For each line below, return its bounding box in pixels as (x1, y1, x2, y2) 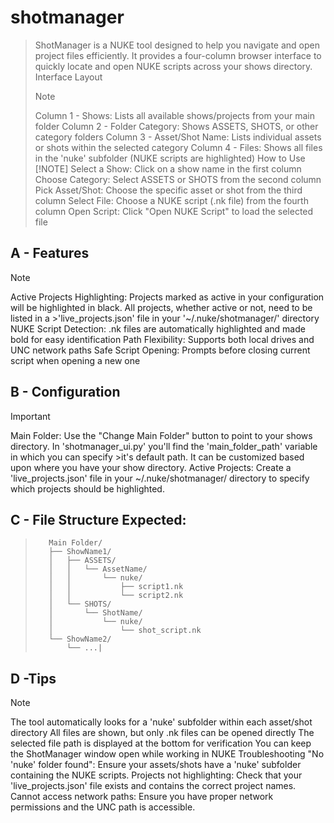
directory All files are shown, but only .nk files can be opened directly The (10, 727, 315, 739)
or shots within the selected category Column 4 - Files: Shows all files (34, 141, 323, 153)
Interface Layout (34, 71, 103, 83)
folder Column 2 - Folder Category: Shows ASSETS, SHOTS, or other (34, 120, 319, 132)
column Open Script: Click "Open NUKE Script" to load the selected (34, 205, 314, 217)
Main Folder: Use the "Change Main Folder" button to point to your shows (10, 429, 313, 441)
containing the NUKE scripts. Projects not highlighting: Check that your (10, 769, 303, 781)
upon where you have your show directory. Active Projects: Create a (10, 461, 292, 473)
